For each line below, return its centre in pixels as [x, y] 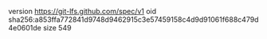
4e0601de [25, 28]
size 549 [57, 28]
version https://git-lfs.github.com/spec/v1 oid [82, 11]
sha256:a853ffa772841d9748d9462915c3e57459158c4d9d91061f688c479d [133, 19]
